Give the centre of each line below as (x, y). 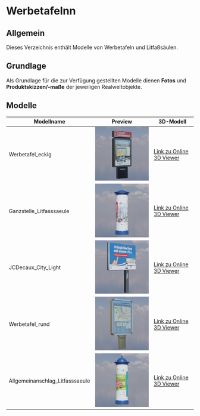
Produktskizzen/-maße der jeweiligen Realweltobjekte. (74, 87)
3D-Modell (173, 122)
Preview (122, 122)
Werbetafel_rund (29, 324)
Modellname (49, 122)
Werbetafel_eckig (30, 155)
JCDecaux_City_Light (35, 267)
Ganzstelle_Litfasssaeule (39, 211)
